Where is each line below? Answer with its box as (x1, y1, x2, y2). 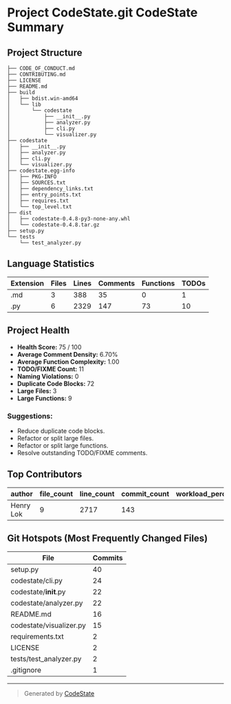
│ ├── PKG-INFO (7, 173, 57, 180)
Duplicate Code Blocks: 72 (16, 379, 95, 388)
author (10, 489, 33, 498)
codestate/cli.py (10, 575, 63, 585)
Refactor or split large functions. (16, 441, 109, 450)
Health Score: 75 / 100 (16, 342, 82, 351)
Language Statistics (7, 258, 95, 269)
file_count (39, 489, 74, 498)
